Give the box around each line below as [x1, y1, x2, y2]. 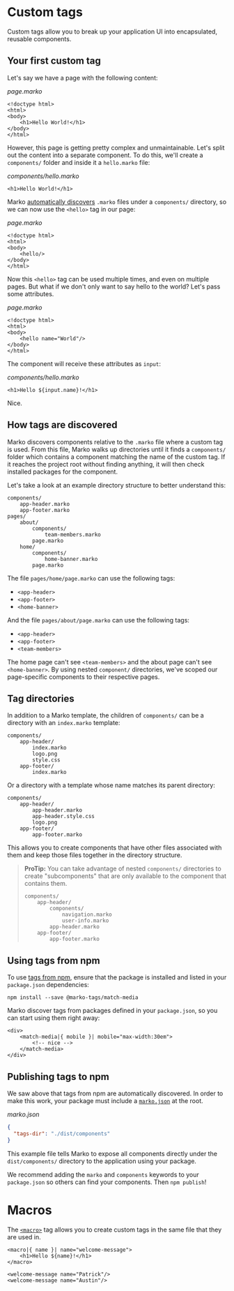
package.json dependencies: [7, 981, 89, 989]
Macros [7, 1202, 52, 1218]
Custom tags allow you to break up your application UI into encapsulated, [7, 27, 218, 36]
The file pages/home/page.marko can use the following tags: [7, 574, 175, 582]
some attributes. [7, 289, 54, 298]
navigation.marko [61, 911, 113, 919]
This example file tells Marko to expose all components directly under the [7, 1149, 218, 1158]
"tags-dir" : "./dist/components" [13, 1130, 111, 1137]
